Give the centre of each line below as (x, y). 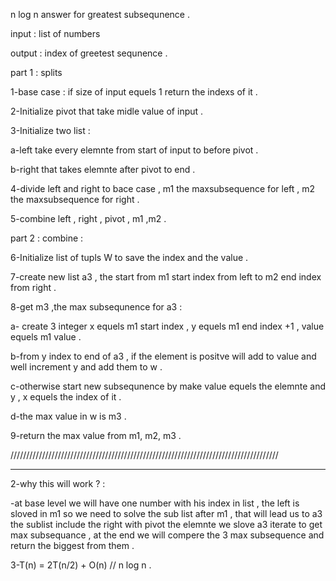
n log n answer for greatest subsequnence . (100, 14)
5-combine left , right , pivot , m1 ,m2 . (88, 218)
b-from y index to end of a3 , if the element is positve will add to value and (163, 356)
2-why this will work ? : (58, 483)
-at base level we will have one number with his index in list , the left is (155, 503)
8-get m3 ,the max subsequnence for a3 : (96, 307)
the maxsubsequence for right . (75, 199)
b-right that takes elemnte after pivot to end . (103, 169)
